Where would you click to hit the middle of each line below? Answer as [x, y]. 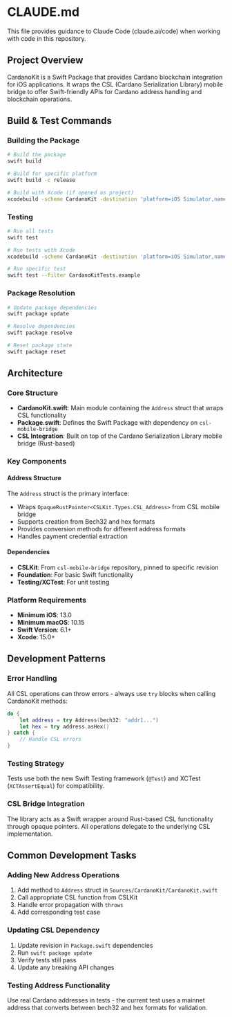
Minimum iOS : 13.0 [44, 615]
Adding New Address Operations [64, 874]
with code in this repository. [47, 38]
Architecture [35, 373]
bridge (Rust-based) [46, 443]
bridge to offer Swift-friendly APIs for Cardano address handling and [105, 91]
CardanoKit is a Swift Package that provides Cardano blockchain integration [115, 77]
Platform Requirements [47, 600]
